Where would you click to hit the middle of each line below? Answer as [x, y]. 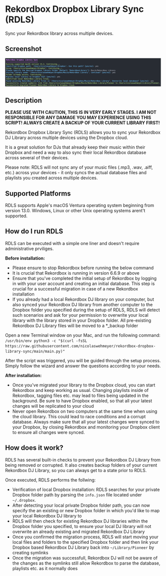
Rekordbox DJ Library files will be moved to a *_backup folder [75, 326]
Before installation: [25, 258]
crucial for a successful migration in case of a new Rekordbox [75, 288]
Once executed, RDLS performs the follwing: [50, 480]
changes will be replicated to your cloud [53, 406]
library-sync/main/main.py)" [35, 351]
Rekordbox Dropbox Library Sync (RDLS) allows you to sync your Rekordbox [83, 133]
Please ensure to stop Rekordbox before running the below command [83, 268]
